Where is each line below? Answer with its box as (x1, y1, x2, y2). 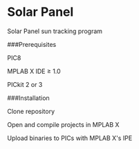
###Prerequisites (7, 40, 57, 48)
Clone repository (7, 107, 55, 115)
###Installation (7, 94, 50, 102)
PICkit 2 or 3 (7, 80, 43, 88)
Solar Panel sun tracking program (7, 27, 102, 35)
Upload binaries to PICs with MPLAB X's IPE (7, 134, 133, 142)
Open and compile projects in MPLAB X (7, 120, 120, 128)
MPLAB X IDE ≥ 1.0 (7, 67, 61, 75)
